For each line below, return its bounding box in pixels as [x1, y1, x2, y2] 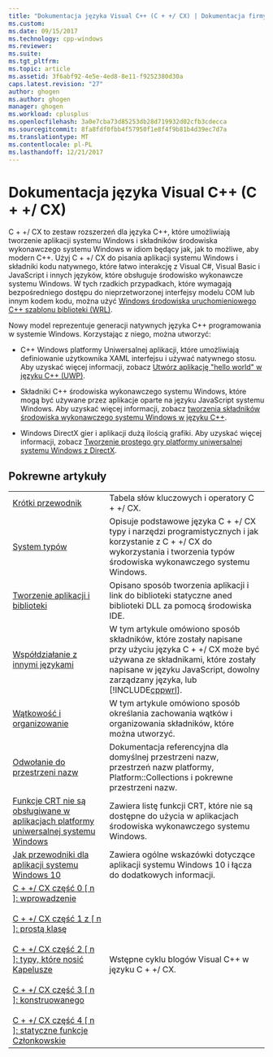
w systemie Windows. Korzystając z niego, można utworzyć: [8, 329, 211, 339]
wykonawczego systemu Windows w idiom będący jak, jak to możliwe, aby [8, 245, 259, 254]
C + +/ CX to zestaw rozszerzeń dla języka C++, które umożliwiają [8, 227, 231, 237]
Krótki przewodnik [12, 498, 83, 509]
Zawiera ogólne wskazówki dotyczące [109, 849, 256, 860]
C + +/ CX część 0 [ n [12, 883, 95, 894]
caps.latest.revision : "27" [8, 80, 104, 88]
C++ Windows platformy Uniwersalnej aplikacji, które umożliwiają [19, 345, 240, 355]
